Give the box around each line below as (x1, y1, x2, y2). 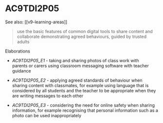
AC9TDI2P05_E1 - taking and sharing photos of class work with (12, 57, 140, 63)
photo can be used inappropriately (12, 112, 82, 118)
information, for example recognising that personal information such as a (12, 107, 158, 113)
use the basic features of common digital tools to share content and (17, 28, 153, 34)
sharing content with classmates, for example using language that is (12, 82, 149, 88)
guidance (12, 68, 31, 73)
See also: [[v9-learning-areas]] (5, 19, 68, 25)
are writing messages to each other (12, 93, 84, 99)
